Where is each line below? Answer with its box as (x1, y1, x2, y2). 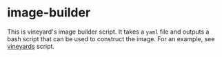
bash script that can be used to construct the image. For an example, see (7, 34, 215, 43)
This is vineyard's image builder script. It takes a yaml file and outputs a (7, 27, 210, 36)
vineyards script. (7, 42, 55, 50)
